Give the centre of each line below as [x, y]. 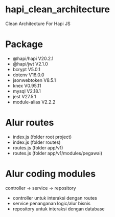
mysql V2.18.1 [27, 91]
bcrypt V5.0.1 [27, 69]
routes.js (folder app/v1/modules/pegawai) [57, 153]
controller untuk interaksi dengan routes [55, 198]
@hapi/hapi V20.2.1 [33, 58]
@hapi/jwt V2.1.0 [30, 64]
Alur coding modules [51, 174]
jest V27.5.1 [24, 96]
